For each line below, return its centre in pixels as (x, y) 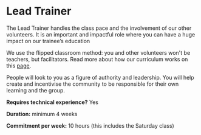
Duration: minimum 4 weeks (42, 114)
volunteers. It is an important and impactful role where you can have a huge (101, 34)
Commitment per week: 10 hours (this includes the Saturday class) (90, 125)
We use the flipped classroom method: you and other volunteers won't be (98, 52)
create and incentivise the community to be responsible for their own (93, 84)
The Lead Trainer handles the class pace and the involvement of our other (99, 28)
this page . (19, 66)
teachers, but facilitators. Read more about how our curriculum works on (97, 59)
